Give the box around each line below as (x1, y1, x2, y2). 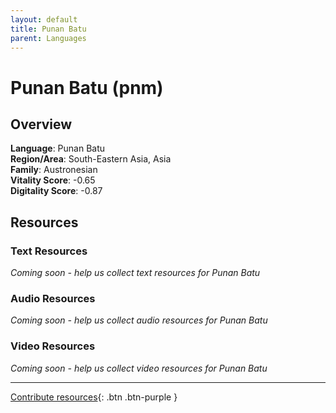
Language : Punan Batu (10, 142, 106, 155)
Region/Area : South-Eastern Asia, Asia (10, 153, 172, 165)
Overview (10, 116, 73, 133)
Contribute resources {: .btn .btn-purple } (10, 391, 178, 403)
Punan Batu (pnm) (10, 76, 164, 99)
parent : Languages (10, 33, 87, 43)
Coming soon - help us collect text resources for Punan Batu (10, 267, 261, 279)
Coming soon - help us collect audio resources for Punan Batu (10, 314, 268, 326)
